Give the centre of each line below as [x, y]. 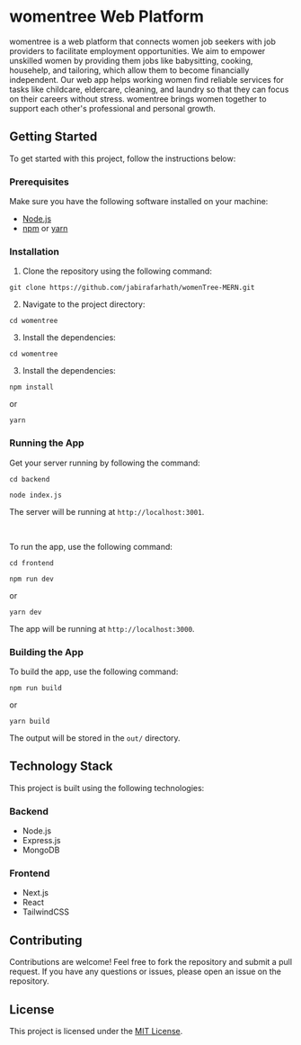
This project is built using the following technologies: [107, 788]
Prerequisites [39, 182]
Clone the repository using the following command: [117, 271]
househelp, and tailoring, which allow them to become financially [129, 70]
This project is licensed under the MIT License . [96, 1031]
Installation [35, 251]
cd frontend [31, 563]
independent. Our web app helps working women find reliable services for [147, 79]
